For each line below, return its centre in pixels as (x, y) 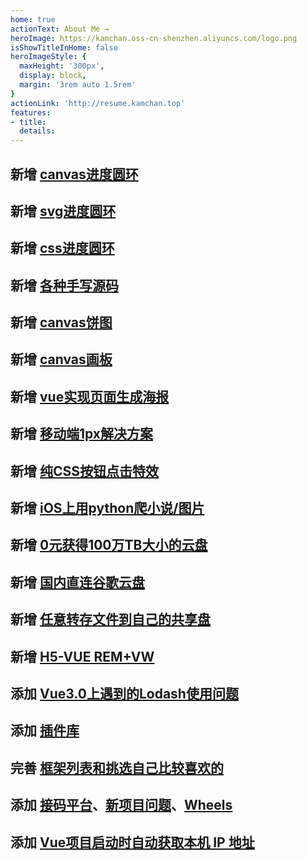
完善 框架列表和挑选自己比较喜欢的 (117, 767)
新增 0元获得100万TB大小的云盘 (109, 545)
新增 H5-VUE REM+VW (82, 656)
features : (31, 112)
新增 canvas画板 (61, 359)
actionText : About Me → (60, 29)
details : (37, 131)
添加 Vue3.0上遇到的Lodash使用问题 (124, 693)
